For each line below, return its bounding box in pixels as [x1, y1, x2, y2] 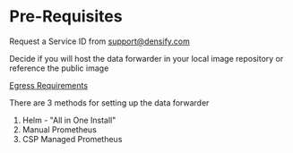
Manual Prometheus [22, 123, 97, 135]
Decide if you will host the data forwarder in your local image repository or [9, 53, 284, 64]
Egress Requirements [9, 80, 88, 90]
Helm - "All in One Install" [22, 115, 116, 125]
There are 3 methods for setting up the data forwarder [9, 97, 210, 108]
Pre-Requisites [9, 6, 123, 27]
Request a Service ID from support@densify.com [9, 36, 191, 47]
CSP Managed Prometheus [22, 133, 123, 144]
